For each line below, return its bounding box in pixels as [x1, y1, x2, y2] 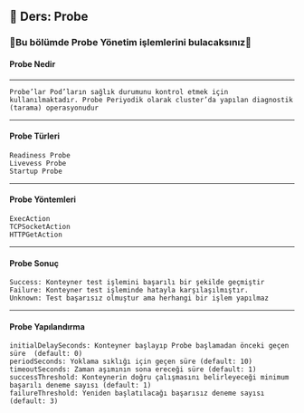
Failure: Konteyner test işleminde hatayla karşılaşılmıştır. [9, 286, 249, 295]
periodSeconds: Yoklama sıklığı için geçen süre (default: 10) [9, 357, 253, 367]
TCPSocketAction [9, 222, 71, 231]
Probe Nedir [9, 58, 56, 69]
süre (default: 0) [9, 350, 83, 359]
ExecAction [9, 214, 51, 223]
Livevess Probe [9, 158, 67, 168]
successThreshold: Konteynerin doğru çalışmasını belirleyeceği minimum [9, 373, 290, 382]
